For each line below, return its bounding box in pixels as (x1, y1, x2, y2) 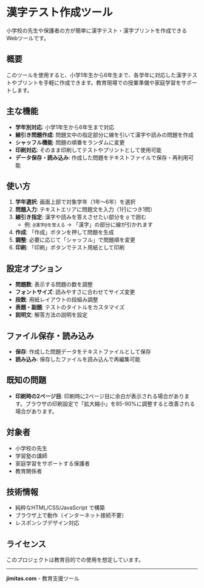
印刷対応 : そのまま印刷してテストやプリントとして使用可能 (15, 146, 162, 153)
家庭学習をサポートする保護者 (15, 460, 90, 467)
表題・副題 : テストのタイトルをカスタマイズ (15, 304, 125, 311)
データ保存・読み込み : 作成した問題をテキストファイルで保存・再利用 (15, 153, 189, 161)
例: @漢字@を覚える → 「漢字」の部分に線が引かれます (24, 221, 154, 228)
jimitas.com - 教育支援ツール (6, 575, 80, 582)
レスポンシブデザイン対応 (15, 519, 80, 527)
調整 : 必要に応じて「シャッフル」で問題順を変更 (15, 236, 135, 243)
